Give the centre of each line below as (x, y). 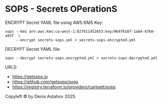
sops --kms (16, 31)
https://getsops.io (30, 76)
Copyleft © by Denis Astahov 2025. (41, 96)
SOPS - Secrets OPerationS (61, 9)
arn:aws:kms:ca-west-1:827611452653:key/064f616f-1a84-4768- (92, 31)
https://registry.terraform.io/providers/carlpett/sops (64, 87)
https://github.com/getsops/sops (45, 82)
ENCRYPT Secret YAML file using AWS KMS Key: (54, 22)
